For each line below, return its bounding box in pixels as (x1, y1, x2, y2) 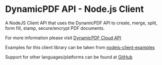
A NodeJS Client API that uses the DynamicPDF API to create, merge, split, (5, 20, 158, 26)
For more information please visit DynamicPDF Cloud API (5, 35, 121, 41)
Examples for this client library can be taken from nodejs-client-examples (5, 44, 155, 50)
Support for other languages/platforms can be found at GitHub (5, 54, 133, 60)
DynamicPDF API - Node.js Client (5, 3, 144, 15)
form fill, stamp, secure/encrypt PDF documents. (5, 25, 105, 31)
